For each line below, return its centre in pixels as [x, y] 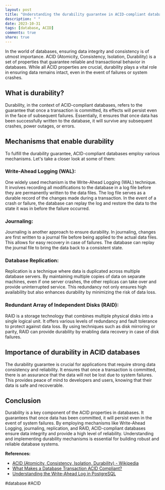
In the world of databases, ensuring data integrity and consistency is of [77, 51]
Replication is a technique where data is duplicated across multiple [73, 271]
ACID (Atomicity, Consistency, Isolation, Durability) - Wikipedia [75, 463]
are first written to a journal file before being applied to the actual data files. [82, 237]
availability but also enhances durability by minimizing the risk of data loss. [81, 292]
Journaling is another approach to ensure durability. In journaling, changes [81, 232]
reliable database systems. [32, 444]
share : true [17, 38]
